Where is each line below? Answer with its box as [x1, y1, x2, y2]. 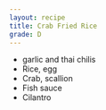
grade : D [9, 30, 42, 38]
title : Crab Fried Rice [9, 21, 98, 30]
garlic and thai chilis [21, 55, 96, 65]
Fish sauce [21, 82, 62, 94]
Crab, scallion [21, 73, 73, 84]
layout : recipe [9, 13, 66, 22]
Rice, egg [21, 63, 58, 74]
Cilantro [21, 92, 52, 103]
